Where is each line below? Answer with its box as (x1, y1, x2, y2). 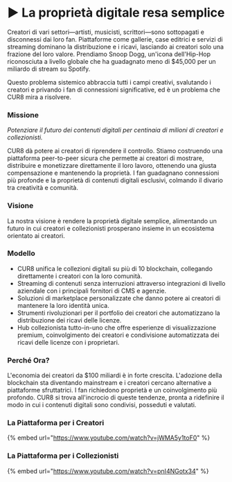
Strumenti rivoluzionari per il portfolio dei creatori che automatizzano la (17, 309, 220, 317)
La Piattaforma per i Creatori (7, 418, 105, 428)
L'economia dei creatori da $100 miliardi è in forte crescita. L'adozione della (7, 371, 223, 379)
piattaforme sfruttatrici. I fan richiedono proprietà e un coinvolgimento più (7, 386, 217, 395)
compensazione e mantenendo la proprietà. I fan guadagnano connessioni (7, 169, 220, 178)
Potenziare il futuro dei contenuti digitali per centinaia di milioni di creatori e (7, 126, 224, 135)
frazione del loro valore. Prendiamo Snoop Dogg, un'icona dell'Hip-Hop (7, 50, 211, 58)
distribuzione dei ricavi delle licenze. (17, 316, 122, 324)
